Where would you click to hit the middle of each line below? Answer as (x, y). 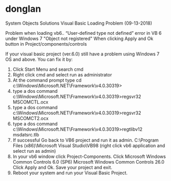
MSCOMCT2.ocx (30, 118)
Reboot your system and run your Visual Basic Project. (70, 173)
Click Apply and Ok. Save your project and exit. (62, 167)
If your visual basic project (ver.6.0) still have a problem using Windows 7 (82, 54)
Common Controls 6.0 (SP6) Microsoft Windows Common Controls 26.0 (89, 162)
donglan (23, 9)
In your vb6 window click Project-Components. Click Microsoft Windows (89, 156)
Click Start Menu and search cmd (48, 69)
